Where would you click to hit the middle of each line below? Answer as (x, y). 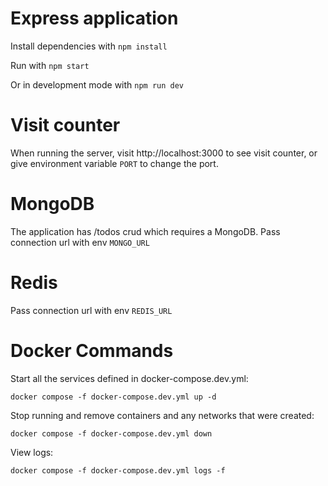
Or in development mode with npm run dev (97, 84)
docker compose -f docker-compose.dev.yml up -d (113, 397)
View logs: (32, 452)
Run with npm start (50, 65)
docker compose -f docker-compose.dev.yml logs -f (118, 470)
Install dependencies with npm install (89, 46)
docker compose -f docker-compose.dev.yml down (111, 433)
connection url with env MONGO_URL (80, 242)
